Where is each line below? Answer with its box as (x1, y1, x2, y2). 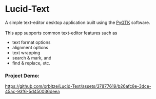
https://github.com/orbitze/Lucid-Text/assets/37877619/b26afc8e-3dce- (5, 83, 152, 89)
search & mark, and (12, 55, 52, 60)
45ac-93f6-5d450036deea (5, 89, 60, 95)
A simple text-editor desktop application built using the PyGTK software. (5, 20, 150, 25)
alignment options (12, 44, 49, 50)
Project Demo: (5, 72, 40, 79)
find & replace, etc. (12, 60, 50, 66)
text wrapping (12, 50, 40, 56)
